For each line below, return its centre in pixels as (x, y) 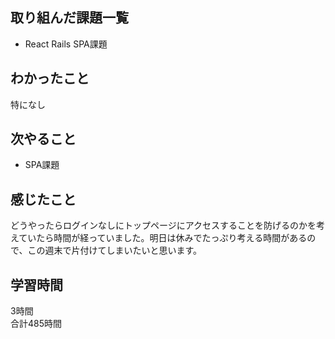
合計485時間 (36, 324)
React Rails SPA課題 (66, 44)
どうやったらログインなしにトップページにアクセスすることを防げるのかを (163, 225)
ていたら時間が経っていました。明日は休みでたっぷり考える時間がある (163, 238)
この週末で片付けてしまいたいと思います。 (115, 250)
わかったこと (50, 78)
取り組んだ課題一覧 (69, 18)
